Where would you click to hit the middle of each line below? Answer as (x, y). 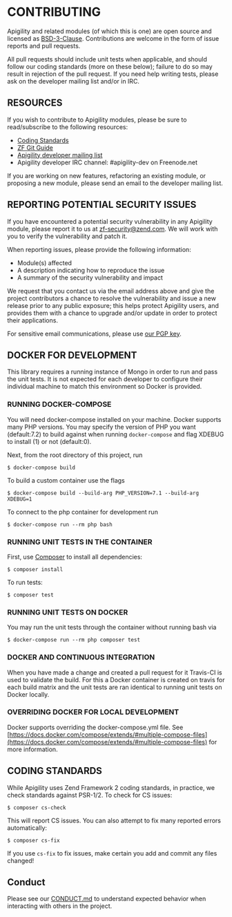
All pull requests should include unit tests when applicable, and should (107, 59)
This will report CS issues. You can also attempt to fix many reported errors (114, 820)
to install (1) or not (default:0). (49, 441)
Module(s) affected (45, 262)
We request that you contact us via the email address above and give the (111, 291)
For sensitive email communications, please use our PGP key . (94, 334)
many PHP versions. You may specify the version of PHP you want (101, 427)
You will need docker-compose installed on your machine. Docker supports (114, 419)
